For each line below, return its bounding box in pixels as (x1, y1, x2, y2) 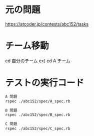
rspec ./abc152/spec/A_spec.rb (5, 98, 70, 104)
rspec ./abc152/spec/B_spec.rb (5, 112, 70, 117)
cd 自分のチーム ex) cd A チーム (5, 58, 71, 64)
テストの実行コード (5, 77, 84, 89)
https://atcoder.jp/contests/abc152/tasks (5, 21, 89, 27)
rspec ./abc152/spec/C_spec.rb (5, 126, 70, 131)
